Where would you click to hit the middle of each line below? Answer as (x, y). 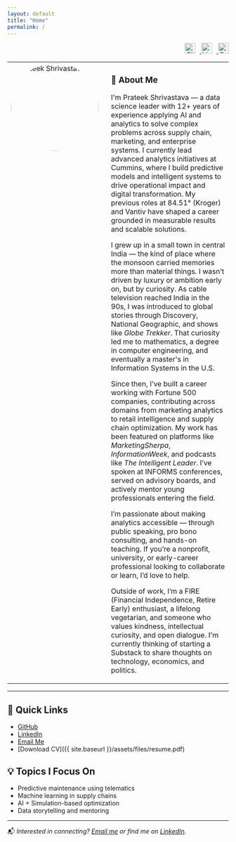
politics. (124, 671)
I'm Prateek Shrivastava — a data (166, 98)
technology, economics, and (158, 661)
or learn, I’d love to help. (151, 576)
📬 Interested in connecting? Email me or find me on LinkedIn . (97, 831)
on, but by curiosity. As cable (159, 289)
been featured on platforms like (163, 436)
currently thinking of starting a (161, 644)
